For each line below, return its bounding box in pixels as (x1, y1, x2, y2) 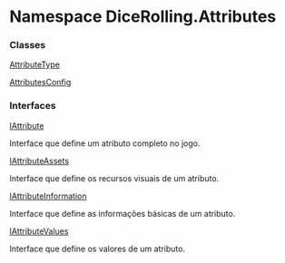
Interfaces (9, 100, 56, 112)
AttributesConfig (9, 77, 72, 88)
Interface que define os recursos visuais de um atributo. (9, 172, 220, 183)
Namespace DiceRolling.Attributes (9, 6, 277, 27)
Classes (9, 39, 46, 52)
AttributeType (9, 59, 61, 70)
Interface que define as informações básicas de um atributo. (9, 208, 236, 219)
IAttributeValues (9, 225, 69, 237)
